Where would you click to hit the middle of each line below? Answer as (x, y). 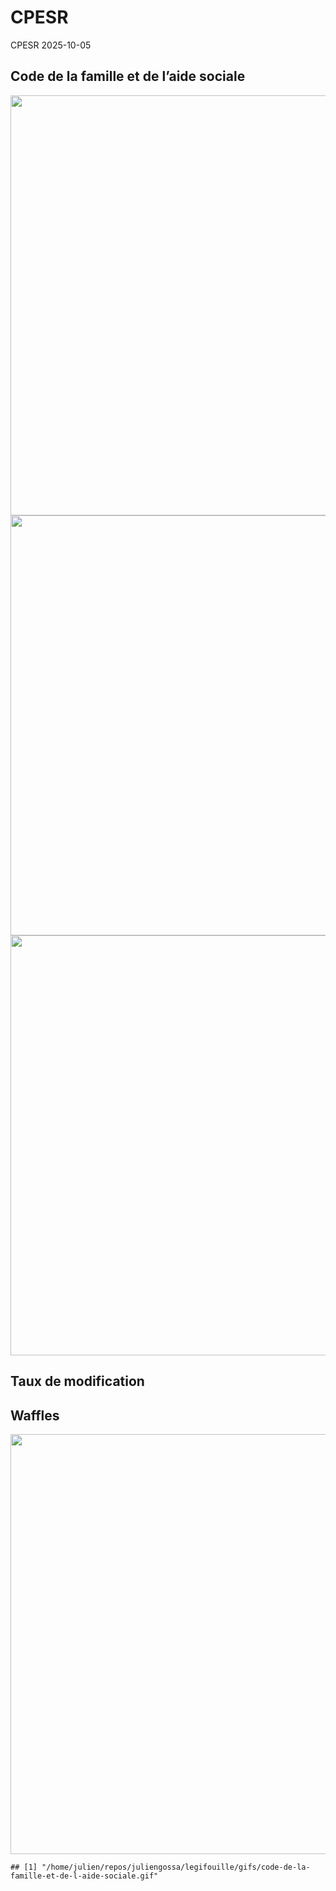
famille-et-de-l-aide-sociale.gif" (84, 1876)
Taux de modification (77, 1381)
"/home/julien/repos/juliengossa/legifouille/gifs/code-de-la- (176, 1867)
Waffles (35, 1415)
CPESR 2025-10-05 (51, 45)
